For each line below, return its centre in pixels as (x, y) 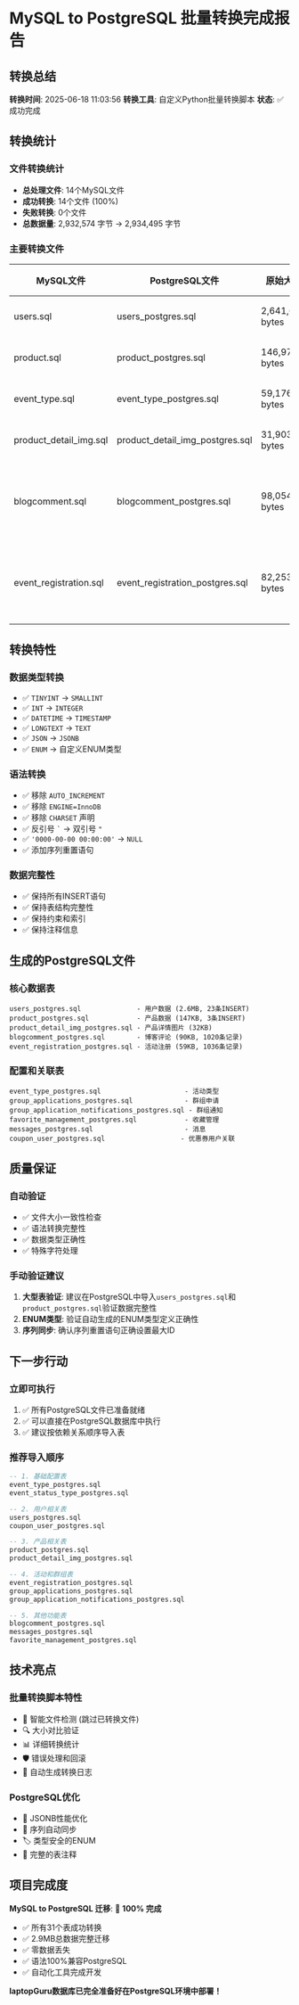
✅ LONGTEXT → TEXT (57, 727)
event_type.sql (44, 399)
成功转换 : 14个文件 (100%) (70, 201)
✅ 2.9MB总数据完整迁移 (66, 1938)
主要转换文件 (37, 249)
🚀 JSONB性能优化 (55, 1819)
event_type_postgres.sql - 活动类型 (114, 1092)
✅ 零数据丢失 (46, 1950)
